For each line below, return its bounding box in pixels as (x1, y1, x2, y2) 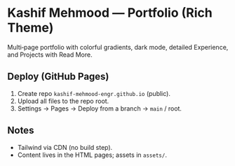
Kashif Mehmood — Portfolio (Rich (7, 5, 213, 21)
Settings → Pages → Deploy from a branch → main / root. (17, 104, 182, 113)
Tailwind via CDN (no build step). (17, 143, 113, 151)
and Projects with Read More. (7, 50, 93, 59)
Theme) (7, 20, 54, 36)
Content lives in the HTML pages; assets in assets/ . (17, 151, 167, 159)
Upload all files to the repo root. (17, 97, 109, 105)
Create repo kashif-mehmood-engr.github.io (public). (17, 89, 170, 97)
